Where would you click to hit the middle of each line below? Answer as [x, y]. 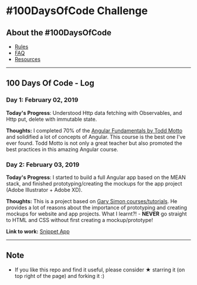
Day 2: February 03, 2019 [43, 164]
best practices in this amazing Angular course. [62, 149]
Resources [28, 59]
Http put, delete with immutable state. [52, 119]
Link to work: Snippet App [38, 231]
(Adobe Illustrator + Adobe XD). [44, 190]
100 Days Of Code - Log [50, 83]
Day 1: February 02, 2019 [42, 100]
